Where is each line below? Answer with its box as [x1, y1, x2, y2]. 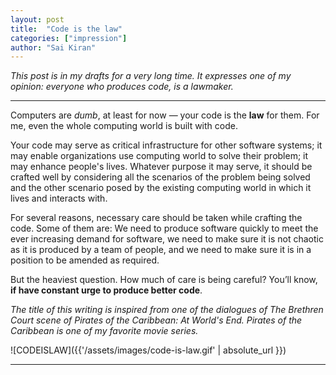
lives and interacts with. [10, 192, 108, 205]
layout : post [10, 14, 65, 25]
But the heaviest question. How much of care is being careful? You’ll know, [10, 274, 318, 286]
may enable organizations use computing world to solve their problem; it [10, 150, 309, 162]
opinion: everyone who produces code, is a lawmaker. [10, 81, 234, 93]
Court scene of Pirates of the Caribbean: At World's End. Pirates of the [10, 314, 303, 326]
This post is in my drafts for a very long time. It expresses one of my [10, 70, 292, 82]
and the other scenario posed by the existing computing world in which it [10, 182, 312, 194]
